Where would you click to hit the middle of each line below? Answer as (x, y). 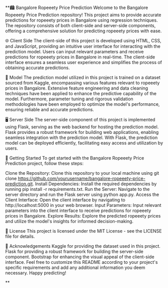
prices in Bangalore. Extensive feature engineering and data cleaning (77, 88)
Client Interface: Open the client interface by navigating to (65, 200)
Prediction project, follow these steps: (45, 163)
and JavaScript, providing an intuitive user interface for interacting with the (83, 46)
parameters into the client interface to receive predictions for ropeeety (78, 210)
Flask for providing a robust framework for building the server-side (74, 251)
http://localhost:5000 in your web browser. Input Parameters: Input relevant (83, 205)
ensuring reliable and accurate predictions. (50, 110)
